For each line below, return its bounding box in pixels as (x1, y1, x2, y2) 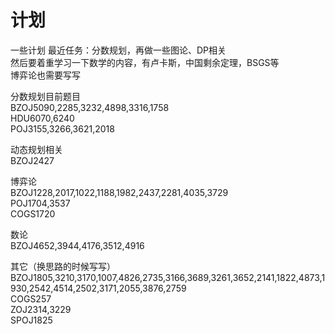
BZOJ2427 (10, 154, 55, 166)
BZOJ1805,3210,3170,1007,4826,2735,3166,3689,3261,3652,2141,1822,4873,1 (10, 271, 326, 283)
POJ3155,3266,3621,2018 (10, 122, 115, 135)
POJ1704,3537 (10, 197, 71, 209)
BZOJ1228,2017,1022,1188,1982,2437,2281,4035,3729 (10, 186, 229, 198)
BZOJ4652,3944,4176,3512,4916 (10, 239, 145, 251)
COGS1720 (10, 207, 56, 220)
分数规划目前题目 (10, 90, 81, 102)
